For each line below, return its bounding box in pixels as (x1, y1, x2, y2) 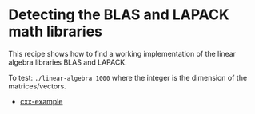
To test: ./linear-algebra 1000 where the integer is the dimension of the (8, 73, 248, 82)
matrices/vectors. (8, 81, 66, 91)
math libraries (8, 22, 102, 41)
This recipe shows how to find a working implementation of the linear (8, 49, 237, 58)
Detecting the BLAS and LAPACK (8, 6, 229, 24)
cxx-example (19, 96, 63, 106)
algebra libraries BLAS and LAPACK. (8, 57, 128, 67)
